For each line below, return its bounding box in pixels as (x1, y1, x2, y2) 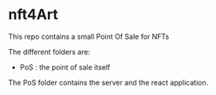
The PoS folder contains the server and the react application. (8, 78, 209, 87)
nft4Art (8, 6, 58, 24)
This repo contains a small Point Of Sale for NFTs (8, 32, 170, 41)
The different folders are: (8, 47, 90, 56)
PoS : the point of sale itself (19, 62, 111, 72)
